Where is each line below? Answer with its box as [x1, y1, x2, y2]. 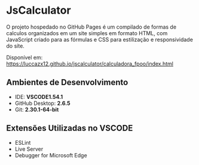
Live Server [14, 145, 44, 152]
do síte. [6, 42, 25, 49]
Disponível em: [6, 54, 43, 61]
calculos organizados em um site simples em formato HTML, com [6, 29, 168, 36]
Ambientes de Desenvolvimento [6, 77, 128, 88]
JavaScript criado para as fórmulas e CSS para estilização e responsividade [6, 36, 193, 43]
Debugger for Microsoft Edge [14, 151, 88, 158]
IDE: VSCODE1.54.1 [14, 93, 63, 100]
